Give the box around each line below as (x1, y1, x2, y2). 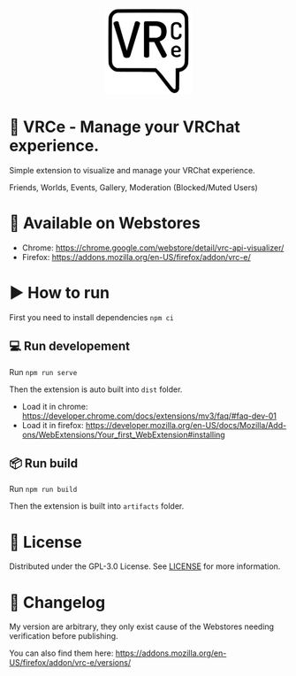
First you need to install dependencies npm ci (9, 311, 174, 322)
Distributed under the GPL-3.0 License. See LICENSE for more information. (9, 561, 281, 572)
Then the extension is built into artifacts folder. (9, 501, 185, 511)
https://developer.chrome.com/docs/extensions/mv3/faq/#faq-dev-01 (21, 411, 277, 421)
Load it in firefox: (21, 419, 84, 430)
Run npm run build (9, 484, 78, 495)
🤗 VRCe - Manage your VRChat (9, 117, 241, 137)
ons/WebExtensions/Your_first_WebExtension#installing (21, 429, 225, 440)
